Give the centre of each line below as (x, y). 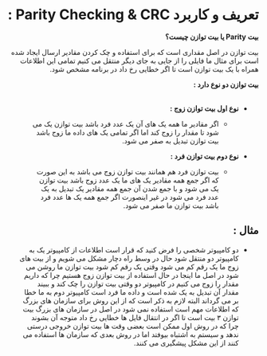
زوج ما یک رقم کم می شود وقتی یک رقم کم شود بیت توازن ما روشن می (132, 266)
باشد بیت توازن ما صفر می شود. (171, 205)
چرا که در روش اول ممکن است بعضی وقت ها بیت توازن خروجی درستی (133, 326)
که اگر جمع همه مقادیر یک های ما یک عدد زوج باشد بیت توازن (129, 180)
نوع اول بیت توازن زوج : (204, 108)
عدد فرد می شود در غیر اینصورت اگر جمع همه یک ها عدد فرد (130, 197)
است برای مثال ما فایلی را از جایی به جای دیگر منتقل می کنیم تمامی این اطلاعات (139, 61)
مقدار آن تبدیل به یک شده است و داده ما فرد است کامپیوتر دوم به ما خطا (132, 291)
